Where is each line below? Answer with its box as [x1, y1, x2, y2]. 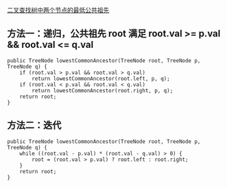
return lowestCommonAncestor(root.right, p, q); [32, 87, 174, 94]
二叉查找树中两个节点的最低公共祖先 [7, 6, 110, 14]
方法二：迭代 [7, 119, 62, 132]
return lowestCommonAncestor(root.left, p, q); [32, 75, 170, 82]
